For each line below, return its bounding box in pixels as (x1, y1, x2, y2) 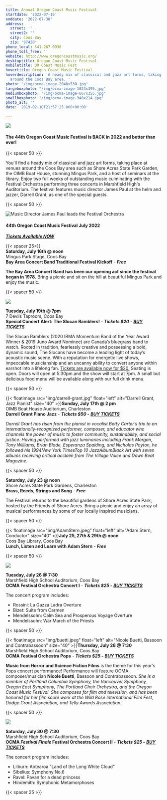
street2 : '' (10, 30, 35, 35)
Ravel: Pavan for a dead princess (12, 774, 81, 781)
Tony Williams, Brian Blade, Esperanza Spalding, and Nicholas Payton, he (5, 442, 158, 448)
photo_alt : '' (5, 100, 35, 105)
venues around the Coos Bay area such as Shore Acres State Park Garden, (5, 165, 159, 171)
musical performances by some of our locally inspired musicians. (5, 508, 139, 514)
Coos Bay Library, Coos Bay (5, 538, 63, 544)
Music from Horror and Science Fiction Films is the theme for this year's (5, 663, 156, 669)
